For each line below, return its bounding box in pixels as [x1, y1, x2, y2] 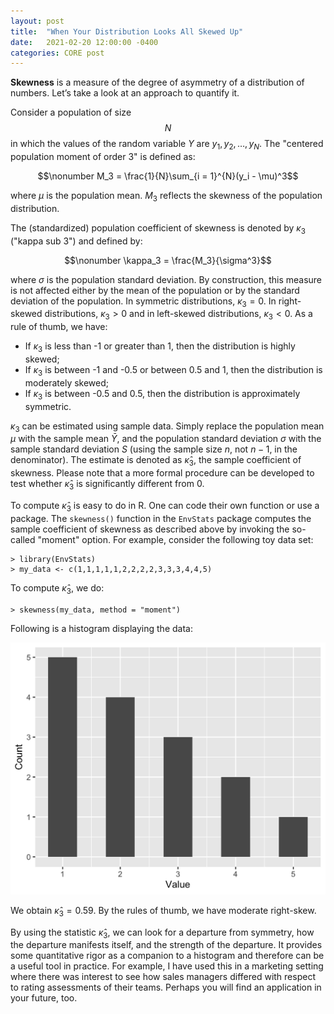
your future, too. [10, 992, 78, 1004]
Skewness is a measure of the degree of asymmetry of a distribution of [10, 76, 305, 89]
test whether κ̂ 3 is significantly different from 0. [10, 478, 205, 492]
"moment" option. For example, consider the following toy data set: [37, 533, 314, 545]
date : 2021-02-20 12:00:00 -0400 [10, 37, 159, 47]
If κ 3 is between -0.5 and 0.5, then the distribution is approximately [24, 387, 301, 402]
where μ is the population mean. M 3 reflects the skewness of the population [10, 190, 323, 204]
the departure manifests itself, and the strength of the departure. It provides [10, 939, 323, 951]
